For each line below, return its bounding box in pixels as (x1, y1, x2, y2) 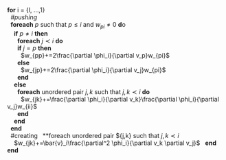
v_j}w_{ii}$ (7, 102, 38, 111)
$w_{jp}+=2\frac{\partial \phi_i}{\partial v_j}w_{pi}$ (20, 65, 166, 74)
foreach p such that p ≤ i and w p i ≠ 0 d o (10, 21, 126, 30)
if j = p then (16, 44, 52, 52)
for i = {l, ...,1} (7, 6, 45, 14)
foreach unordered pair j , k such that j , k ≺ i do (16, 87, 150, 95)
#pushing (10, 13, 38, 21)
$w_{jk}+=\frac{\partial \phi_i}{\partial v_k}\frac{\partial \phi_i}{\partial (20, 95, 220, 103)
